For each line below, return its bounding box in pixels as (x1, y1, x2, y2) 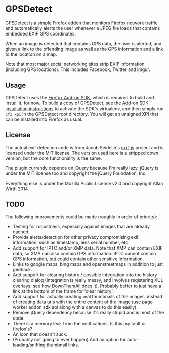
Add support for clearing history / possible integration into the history (12, 272, 157, 278)
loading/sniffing (12, 342, 46, 348)
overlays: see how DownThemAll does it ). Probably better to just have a (12, 283, 162, 289)
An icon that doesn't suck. (12, 331, 67, 337)
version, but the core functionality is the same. (5, 155, 102, 161)
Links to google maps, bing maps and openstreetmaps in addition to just (12, 261, 163, 267)
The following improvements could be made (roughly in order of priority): (5, 214, 158, 220)
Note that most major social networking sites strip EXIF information (5, 61, 145, 67)
